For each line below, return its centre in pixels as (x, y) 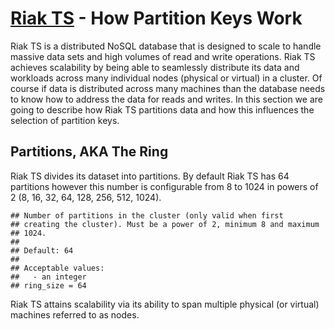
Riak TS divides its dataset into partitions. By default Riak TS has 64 (150, 176)
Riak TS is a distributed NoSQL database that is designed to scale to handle (166, 46)
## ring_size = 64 (48, 285)
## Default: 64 (42, 250)
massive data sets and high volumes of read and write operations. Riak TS (163, 56)
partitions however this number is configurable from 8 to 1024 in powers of (164, 186)
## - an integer (48, 277)
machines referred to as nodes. (75, 314)
